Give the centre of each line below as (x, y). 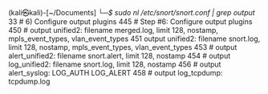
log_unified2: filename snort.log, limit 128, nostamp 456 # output (115, 64)
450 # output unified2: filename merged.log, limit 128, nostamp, (114, 30)
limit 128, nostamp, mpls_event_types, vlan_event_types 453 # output (123, 47)
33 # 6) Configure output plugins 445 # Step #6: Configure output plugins (130, 22)
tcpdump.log (29, 81)
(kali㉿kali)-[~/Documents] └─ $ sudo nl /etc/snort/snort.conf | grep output (132, 12)
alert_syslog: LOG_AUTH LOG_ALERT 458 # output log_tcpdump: (116, 73)
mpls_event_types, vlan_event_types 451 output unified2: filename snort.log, (134, 39)
